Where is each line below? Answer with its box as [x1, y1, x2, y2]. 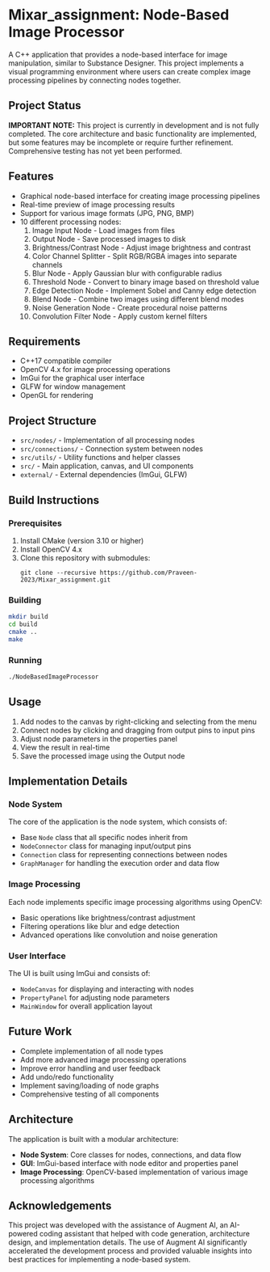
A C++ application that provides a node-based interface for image [8, 49, 228, 59]
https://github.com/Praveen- [99, 568, 197, 577]
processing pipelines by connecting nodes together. [8, 75, 181, 85]
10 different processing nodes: [19, 217, 122, 226]
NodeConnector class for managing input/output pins [19, 841, 192, 851]
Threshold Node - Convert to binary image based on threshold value [31, 277, 260, 286]
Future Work [8, 1025, 73, 1038]
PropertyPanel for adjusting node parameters [19, 992, 171, 1002]
